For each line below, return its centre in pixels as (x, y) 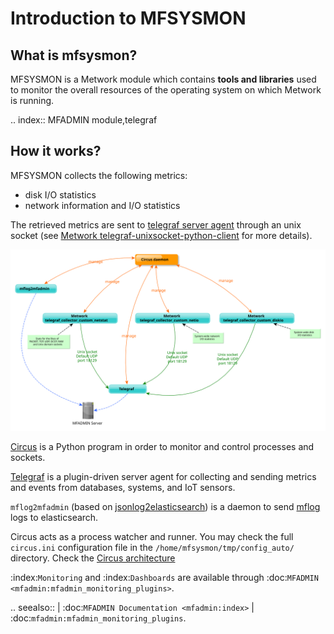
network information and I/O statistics (102, 205)
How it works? (56, 151)
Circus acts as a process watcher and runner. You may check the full (152, 537)
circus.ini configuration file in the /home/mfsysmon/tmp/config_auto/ (152, 548)
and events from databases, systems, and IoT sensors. (123, 488)
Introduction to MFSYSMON (128, 18)
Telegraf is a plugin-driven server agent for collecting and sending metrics (163, 477)
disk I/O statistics (60, 194)
